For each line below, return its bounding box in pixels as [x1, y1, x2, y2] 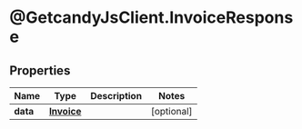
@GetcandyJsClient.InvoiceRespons [9, 7, 294, 28]
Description [90, 90, 143, 102]
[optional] [150, 105, 193, 117]
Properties [9, 63, 71, 78]
